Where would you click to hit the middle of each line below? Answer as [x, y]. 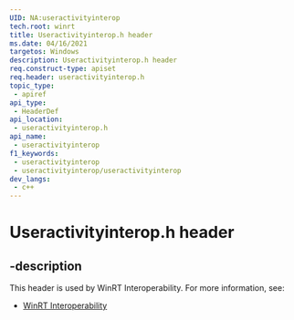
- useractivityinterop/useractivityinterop [97, 170]
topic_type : [32, 86]
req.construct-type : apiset [63, 69]
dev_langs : [30, 179]
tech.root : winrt [42, 26]
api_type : [28, 103]
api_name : [28, 137]
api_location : [37, 119]
